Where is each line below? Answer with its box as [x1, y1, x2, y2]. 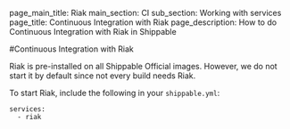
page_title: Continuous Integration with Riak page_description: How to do [9, 17, 278, 28]
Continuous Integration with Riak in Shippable [9, 27, 177, 36]
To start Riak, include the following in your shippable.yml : [9, 88, 220, 98]
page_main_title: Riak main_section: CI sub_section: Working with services [9, 8, 282, 18]
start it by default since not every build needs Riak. [9, 70, 196, 81]
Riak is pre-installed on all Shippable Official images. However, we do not [9, 61, 278, 71]
